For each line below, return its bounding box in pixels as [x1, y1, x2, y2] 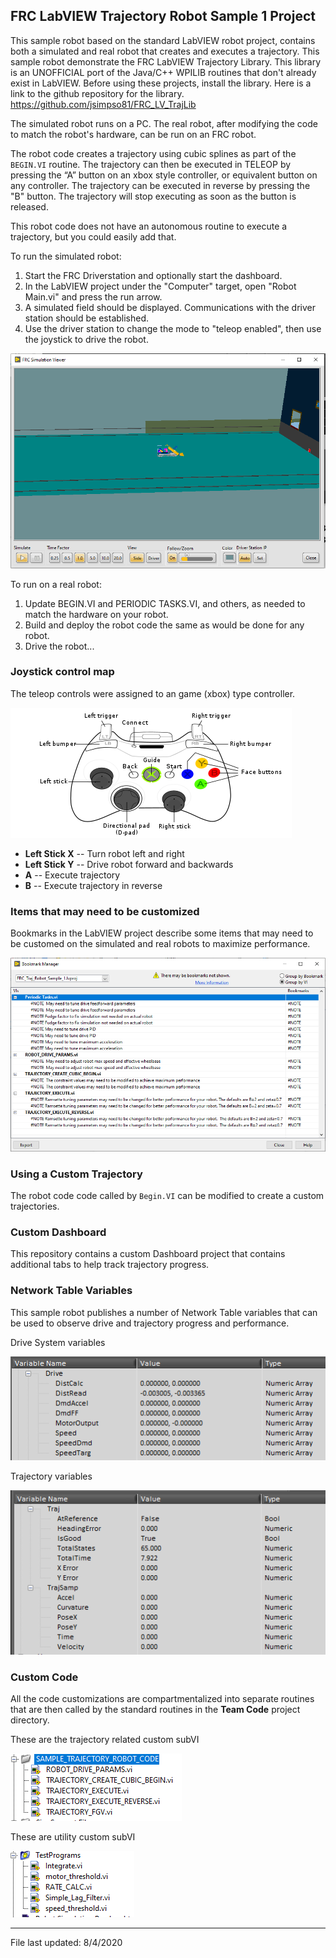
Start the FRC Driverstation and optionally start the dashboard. [24, 269, 283, 281]
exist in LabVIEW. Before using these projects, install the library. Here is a [10, 77, 312, 89]
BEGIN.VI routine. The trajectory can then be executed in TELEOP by [10, 158, 292, 170]
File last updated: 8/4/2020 [10, 1937, 123, 1949]
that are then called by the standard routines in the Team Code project [10, 1704, 301, 1716]
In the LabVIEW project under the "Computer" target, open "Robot [24, 280, 297, 292]
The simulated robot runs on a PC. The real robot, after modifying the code [10, 117, 318, 129]
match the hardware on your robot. [24, 608, 169, 620]
